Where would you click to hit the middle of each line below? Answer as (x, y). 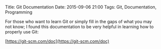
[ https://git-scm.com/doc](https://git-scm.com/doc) (57, 41)
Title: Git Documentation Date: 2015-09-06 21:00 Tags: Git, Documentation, (81, 7)
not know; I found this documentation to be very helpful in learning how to (79, 27)
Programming (19, 12)
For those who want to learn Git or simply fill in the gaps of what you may (79, 22)
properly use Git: (22, 32)
